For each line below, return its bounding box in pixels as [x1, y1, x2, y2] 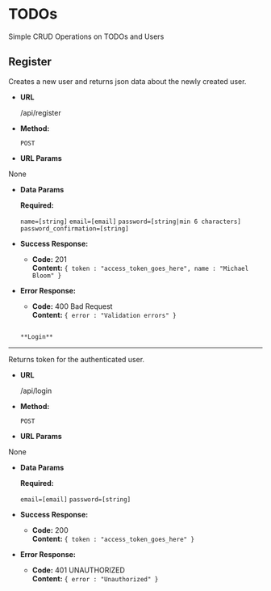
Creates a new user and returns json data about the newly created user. [8, 76, 247, 86]
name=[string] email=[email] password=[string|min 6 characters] [19, 217, 242, 226]
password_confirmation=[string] [19, 224, 129, 233]
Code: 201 [31, 254, 67, 264]
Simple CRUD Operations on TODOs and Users [8, 32, 165, 41]
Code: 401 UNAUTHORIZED [31, 565, 125, 575]
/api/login [19, 386, 52, 395]
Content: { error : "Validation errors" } [31, 310, 177, 319]
